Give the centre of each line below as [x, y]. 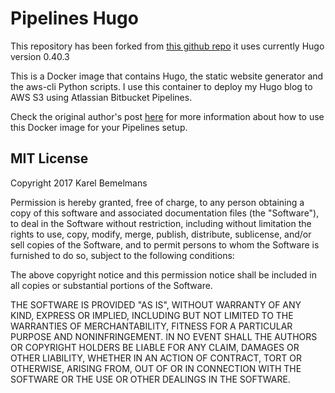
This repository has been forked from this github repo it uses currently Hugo [167, 46]
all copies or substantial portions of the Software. [111, 285]
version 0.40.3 [40, 56]
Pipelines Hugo [74, 18]
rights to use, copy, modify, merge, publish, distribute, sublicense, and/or [161, 234]
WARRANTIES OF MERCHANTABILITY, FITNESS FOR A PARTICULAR [151, 326]
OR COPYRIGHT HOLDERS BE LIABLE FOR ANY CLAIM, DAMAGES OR [155, 347]
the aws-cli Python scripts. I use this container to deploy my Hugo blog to [161, 86]
